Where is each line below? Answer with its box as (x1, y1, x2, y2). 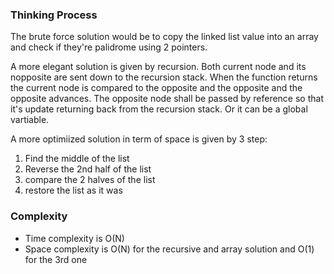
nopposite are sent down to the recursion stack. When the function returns (10, 71, 318, 83)
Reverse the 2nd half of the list (24, 163, 152, 175)
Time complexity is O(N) (24, 232, 125, 244)
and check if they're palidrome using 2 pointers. (10, 41, 208, 53)
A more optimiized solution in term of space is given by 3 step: (10, 133, 268, 145)
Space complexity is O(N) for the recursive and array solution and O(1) (24, 243, 315, 255)
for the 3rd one (24, 253, 88, 265)
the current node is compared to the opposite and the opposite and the (10, 82, 303, 94)
